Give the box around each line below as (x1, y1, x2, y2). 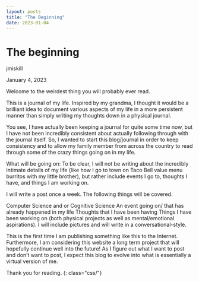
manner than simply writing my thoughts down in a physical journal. (6, 112, 172, 119)
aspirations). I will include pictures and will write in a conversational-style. (6, 221, 187, 229)
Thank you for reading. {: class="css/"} (6, 270, 102, 277)
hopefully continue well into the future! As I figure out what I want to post (6, 245, 185, 252)
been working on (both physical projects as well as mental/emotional (6, 215, 175, 222)
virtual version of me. (6, 258, 58, 265)
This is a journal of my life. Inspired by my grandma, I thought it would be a (6, 99, 189, 107)
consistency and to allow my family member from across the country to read (6, 142, 193, 150)
